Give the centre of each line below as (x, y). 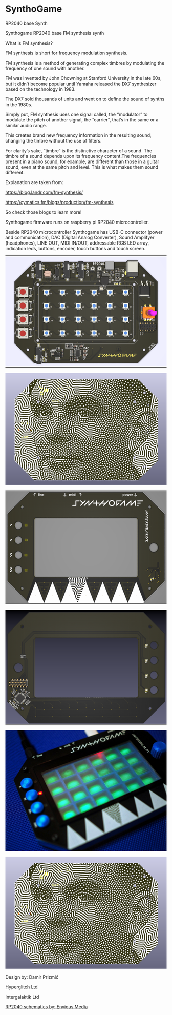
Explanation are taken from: (34, 182)
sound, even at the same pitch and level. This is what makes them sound (82, 167)
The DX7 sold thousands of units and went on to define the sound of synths (85, 99)
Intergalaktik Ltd (22, 997)
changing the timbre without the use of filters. (53, 140)
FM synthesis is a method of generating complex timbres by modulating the (85, 63)
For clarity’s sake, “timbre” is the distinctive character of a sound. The (79, 150)
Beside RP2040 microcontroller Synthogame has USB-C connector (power (84, 232)
